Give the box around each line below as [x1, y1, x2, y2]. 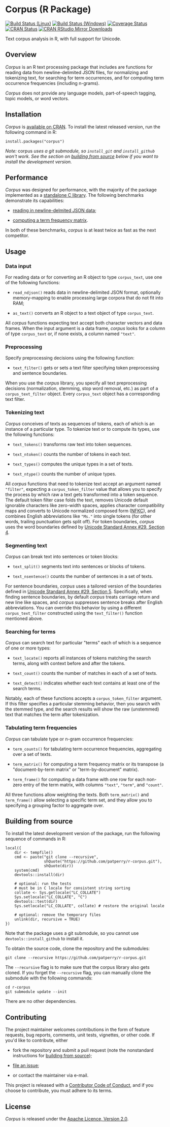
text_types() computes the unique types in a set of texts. [12, 461, 133, 467]
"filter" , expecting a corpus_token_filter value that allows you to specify [5, 486, 162, 492]
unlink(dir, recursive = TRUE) [14, 917, 81, 922]
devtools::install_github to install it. [5, 936, 84, 942]
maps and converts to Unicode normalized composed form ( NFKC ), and [5, 508, 156, 514]
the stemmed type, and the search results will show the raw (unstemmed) [5, 706, 159, 713]
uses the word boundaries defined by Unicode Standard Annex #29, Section [5, 524, 165, 530]
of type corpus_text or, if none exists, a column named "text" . [5, 331, 136, 337]
